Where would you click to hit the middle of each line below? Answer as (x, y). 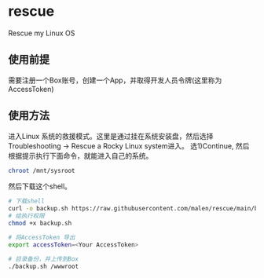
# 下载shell (26, 201)
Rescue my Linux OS (42, 33)
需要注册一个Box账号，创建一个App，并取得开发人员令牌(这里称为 (115, 80)
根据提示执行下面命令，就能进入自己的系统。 (81, 155)
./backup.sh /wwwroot (44, 266)
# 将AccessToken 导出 (42, 237)
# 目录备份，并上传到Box (43, 259)
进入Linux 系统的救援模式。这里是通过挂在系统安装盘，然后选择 (111, 136)
